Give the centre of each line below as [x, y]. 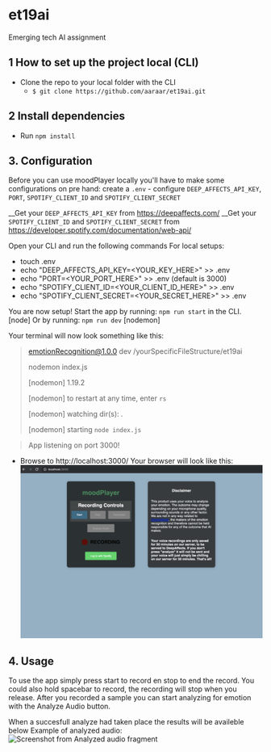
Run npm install [48, 136]
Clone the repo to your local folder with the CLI [98, 82]
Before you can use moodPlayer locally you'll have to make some [117, 180]
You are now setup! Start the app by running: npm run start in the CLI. [125, 312]
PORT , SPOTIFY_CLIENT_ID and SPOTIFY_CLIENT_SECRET [95, 197]
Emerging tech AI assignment [57, 37]
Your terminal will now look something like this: [86, 336]
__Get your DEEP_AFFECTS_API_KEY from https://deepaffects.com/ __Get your [132, 213]
